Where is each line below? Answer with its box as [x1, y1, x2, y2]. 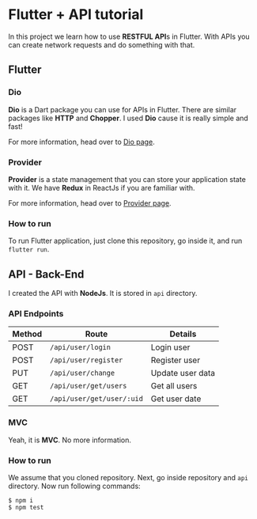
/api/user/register [50, 356, 123, 365]
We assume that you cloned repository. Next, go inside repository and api [8, 472, 249, 482]
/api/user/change [50, 369, 115, 377]
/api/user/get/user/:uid [50, 394, 144, 403]
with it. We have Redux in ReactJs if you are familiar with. [8, 183, 195, 192]
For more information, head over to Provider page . [8, 198, 172, 207]
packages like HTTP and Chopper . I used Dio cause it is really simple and [8, 113, 249, 123]
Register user [150, 354, 200, 366]
